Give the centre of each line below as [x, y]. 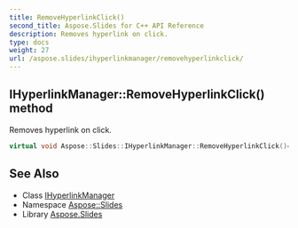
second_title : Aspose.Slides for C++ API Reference [106, 26]
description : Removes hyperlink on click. [89, 34]
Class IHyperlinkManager [68, 195]
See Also [34, 174]
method [31, 109]
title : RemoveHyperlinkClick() [67, 17]
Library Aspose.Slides [62, 214]
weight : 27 [29, 51]
